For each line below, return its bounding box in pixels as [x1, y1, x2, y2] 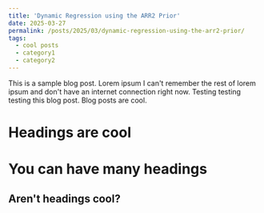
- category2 [15, 57, 56, 65]
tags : [8, 34, 26, 42]
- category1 [15, 49, 56, 57]
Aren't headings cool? [8, 191, 122, 205]
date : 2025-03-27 [8, 19, 66, 27]
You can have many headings [8, 160, 208, 179]
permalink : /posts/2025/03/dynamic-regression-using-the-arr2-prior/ [8, 26, 246, 34]
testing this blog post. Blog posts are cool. [8, 95, 147, 105]
